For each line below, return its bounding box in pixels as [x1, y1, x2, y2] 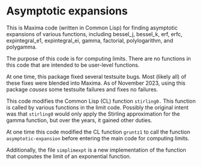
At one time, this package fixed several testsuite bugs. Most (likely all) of [6, 73, 187, 80]
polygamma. [6, 43, 37, 51]
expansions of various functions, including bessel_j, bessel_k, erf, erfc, [6, 30, 183, 37]
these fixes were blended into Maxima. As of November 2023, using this [6, 79, 186, 87]
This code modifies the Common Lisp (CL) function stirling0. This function [6, 97, 196, 105]
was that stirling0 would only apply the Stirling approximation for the [6, 110, 180, 117]
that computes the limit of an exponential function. [6, 152, 131, 160]
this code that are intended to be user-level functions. [6, 61, 140, 69]
